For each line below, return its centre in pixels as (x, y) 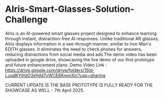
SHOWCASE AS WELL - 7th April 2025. (45, 90)
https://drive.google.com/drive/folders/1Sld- (50, 70)
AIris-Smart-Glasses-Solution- (70, 9)
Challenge (27, 20)
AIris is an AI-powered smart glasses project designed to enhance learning (81, 33)
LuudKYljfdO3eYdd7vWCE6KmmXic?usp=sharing (55, 75)
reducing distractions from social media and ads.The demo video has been (81, 54)
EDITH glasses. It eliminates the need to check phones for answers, (74, 49)
